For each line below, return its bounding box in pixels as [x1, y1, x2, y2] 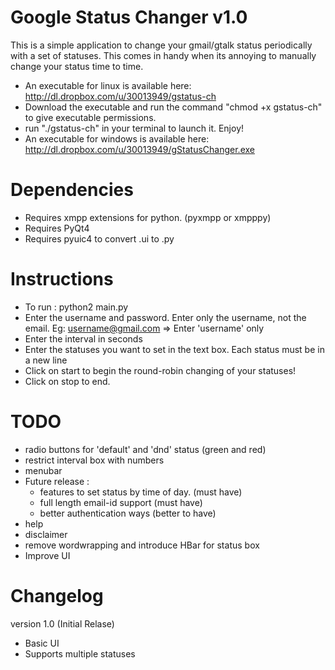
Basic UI [24, 637, 60, 649]
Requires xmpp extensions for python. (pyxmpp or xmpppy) [24, 211, 272, 223]
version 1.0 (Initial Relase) [10, 617, 115, 630]
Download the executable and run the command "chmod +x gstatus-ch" [24, 101, 323, 113]
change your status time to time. [10, 60, 144, 72]
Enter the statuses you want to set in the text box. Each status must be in [24, 343, 325, 355]
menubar [24, 464, 63, 476]
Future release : [24, 475, 90, 487]
